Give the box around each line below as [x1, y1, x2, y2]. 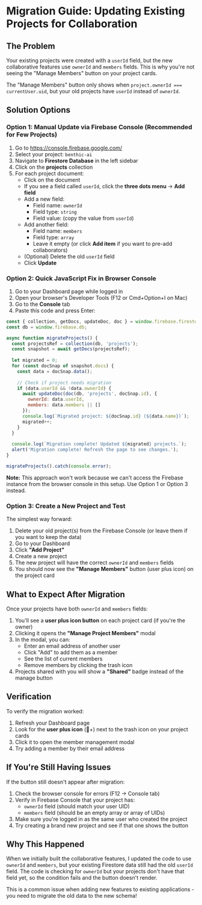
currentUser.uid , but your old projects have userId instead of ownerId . [6, 88, 180, 94]
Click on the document [23, 176, 81, 183]
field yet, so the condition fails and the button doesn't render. [6, 874, 158, 882]
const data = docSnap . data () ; [17, 368, 93, 374]
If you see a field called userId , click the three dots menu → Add [23, 182, 185, 190]
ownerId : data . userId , [28, 397, 85, 403]
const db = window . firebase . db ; [6, 324, 87, 330]
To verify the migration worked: [6, 707, 84, 715]
